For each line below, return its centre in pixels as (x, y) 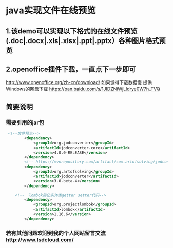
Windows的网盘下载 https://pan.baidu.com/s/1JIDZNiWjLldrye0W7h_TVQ (83, 89)
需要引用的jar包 (25, 122)
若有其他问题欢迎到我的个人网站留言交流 (56, 233)
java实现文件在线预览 (51, 11)
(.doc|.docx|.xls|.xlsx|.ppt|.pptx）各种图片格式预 (86, 41)
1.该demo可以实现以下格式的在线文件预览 (72, 31)
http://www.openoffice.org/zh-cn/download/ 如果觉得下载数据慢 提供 (79, 82)
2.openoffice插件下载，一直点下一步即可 (71, 69)
